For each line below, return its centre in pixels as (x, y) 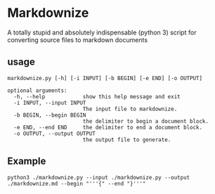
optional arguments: (38, 90)
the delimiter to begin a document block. (146, 121)
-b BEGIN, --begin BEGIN (50, 115)
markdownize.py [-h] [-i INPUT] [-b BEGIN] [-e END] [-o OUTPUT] (105, 78)
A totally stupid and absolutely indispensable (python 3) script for (102, 32)
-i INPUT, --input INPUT (50, 103)
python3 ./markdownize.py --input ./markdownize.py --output (99, 177)
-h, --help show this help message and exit (97, 96)
